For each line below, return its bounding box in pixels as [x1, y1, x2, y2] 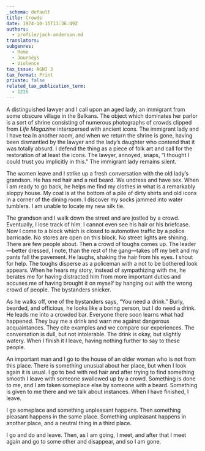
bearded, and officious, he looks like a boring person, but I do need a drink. [6, 304, 196, 312]
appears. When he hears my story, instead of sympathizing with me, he [6, 266, 186, 274]
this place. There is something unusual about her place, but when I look [6, 361, 187, 369]
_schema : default [6, 9, 51, 15]
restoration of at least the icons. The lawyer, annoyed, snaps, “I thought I [6, 151, 190, 158]
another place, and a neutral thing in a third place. [6, 419, 132, 426]
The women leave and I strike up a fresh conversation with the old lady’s [6, 169, 188, 177]
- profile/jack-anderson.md [12, 32, 84, 38]
